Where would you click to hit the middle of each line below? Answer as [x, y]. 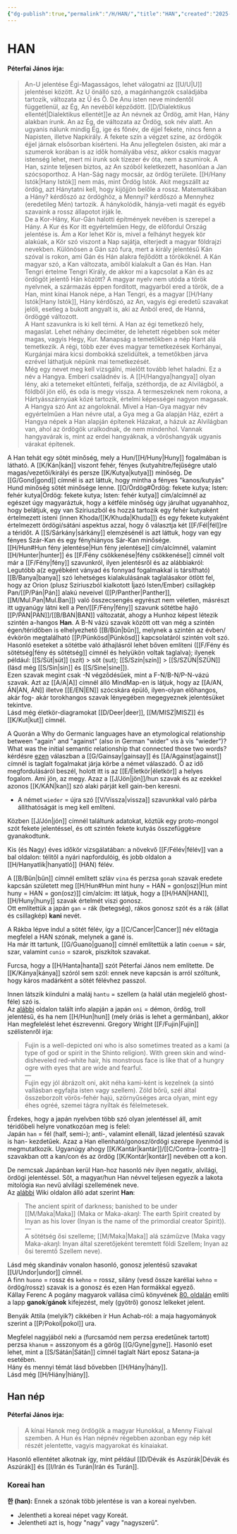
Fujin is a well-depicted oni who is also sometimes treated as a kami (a [127, 1045]
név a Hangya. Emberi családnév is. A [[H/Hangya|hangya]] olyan [120, 377]
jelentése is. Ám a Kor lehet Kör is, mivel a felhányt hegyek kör [115, 234]
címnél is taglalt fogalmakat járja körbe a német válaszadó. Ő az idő [105, 764]
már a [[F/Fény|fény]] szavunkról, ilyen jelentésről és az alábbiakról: [106, 563]
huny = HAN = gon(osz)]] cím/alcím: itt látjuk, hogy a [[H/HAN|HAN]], [108, 894]
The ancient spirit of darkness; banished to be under [101, 1206]
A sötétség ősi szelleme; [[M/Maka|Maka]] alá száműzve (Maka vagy [125, 1236]
